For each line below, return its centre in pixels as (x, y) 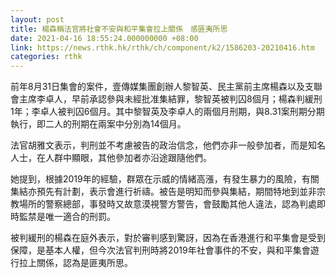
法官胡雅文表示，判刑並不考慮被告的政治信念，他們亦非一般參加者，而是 (159, 145)
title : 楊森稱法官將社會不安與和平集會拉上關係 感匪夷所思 (119, 29)
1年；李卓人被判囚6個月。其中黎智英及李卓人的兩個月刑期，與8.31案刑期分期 (167, 112)
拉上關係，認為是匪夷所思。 (75, 263)
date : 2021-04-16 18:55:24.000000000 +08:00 (104, 38)
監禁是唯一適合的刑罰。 (67, 217)
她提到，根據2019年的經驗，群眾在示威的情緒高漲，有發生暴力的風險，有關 (165, 179)
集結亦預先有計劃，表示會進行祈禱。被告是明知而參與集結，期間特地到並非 (163, 192)
